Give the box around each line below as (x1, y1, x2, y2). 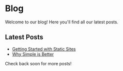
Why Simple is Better (12, 51, 54, 57)
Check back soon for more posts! (5, 60, 72, 66)
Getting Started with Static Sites (12, 46, 76, 52)
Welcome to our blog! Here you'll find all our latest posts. (5, 19, 119, 25)
